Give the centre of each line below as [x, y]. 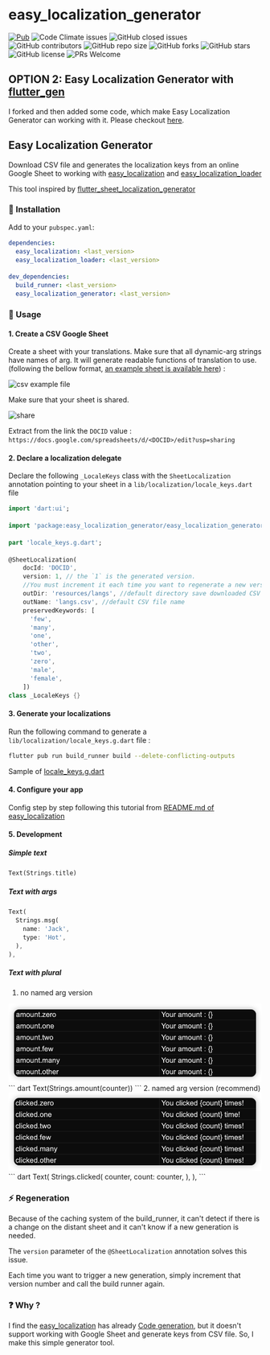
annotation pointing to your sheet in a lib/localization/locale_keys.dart [131, 484]
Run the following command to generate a [78, 731]
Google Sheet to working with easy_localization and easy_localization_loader [135, 173]
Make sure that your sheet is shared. [69, 400]
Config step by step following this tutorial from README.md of [111, 807]
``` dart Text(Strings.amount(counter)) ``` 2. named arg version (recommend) [135, 1088]
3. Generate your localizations [59, 714]
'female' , [46, 678]
